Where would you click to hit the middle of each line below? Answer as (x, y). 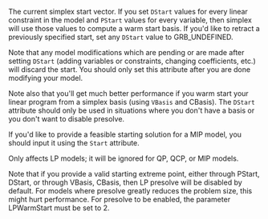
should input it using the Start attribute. (74, 143)
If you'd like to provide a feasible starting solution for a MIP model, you (125, 134)
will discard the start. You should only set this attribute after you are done (130, 70)
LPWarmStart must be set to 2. (59, 208)
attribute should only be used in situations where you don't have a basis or (132, 110)
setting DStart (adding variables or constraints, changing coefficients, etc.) (132, 61)
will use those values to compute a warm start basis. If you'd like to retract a (134, 28)
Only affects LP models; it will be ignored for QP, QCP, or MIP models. (124, 158)
